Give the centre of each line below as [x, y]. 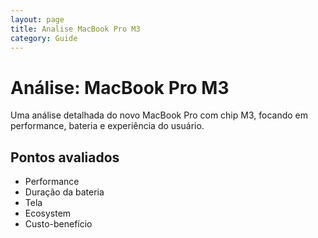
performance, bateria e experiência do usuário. [107, 126]
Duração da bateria [64, 192]
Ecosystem [48, 213]
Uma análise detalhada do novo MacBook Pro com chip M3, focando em [159, 115]
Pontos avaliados [65, 157]
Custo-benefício [58, 224]
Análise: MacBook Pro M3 [120, 87]
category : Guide [44, 38]
